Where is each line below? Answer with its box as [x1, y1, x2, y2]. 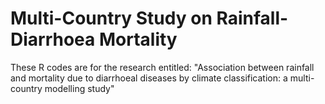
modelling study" [44, 82, 115, 94]
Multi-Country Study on [10, 7, 213, 30]
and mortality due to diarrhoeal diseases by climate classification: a [10, 72, 288, 84]
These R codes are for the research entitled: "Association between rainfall [10, 61, 315, 73]
